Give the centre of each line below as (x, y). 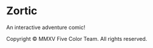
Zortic (22, 11)
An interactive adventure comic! (46, 27)
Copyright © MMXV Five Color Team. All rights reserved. (77, 39)
